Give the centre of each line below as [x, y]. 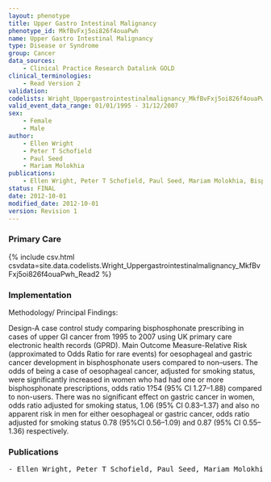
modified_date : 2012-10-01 [54, 203]
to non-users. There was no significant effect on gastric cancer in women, [132, 396]
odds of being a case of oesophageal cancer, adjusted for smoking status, [132, 371]
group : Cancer [32, 53]
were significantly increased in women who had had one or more [116, 379]
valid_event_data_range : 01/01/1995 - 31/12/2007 [94, 106]
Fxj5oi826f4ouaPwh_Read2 [54, 274]
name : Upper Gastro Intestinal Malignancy [81, 38]
